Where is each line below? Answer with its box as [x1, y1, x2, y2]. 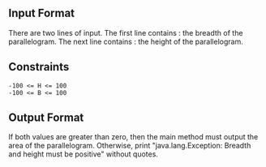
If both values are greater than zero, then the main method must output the [8, 132, 259, 142]
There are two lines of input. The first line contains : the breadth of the [8, 28, 243, 37]
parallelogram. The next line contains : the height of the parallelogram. [8, 36, 243, 46]
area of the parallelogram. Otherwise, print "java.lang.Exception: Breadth [8, 141, 251, 151]
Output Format [8, 111, 84, 125]
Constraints [8, 60, 70, 74]
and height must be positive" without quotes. [8, 149, 158, 159]
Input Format [8, 6, 75, 20]
